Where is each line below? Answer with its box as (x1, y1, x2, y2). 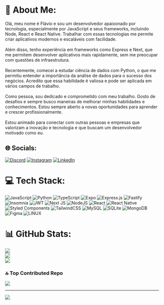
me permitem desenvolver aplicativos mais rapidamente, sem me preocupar (5, 51, 158, 58)
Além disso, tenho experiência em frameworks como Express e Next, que (5, 47, 153, 52)
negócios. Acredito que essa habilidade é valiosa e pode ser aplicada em (5, 78, 152, 84)
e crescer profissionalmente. (5, 109, 63, 115)
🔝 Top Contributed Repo (5, 269, 63, 276)
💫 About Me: (5, 4, 57, 16)
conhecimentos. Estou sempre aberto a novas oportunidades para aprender (5, 104, 158, 110)
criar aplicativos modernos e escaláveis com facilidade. (5, 36, 117, 42)
